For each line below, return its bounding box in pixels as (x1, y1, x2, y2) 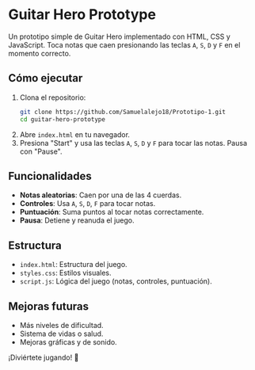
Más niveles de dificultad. (19, 320, 105, 330)
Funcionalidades (8, 169, 93, 183)
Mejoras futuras (8, 299, 89, 313)
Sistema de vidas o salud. (19, 329, 104, 338)
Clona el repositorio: (19, 93, 86, 102)
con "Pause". (19, 147, 63, 156)
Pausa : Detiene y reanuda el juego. (19, 216, 135, 225)
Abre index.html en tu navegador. (19, 129, 131, 139)
